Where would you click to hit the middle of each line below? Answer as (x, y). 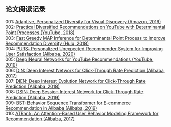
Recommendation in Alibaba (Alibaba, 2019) (51, 108)
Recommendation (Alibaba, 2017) (40, 119)
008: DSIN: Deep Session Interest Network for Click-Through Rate (74, 92)
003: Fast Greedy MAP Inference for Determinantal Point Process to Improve (85, 38)
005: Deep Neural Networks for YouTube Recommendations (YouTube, (79, 59)
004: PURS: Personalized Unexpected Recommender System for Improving (84, 49)
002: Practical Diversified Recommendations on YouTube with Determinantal (85, 27)
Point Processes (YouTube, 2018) (40, 33)
